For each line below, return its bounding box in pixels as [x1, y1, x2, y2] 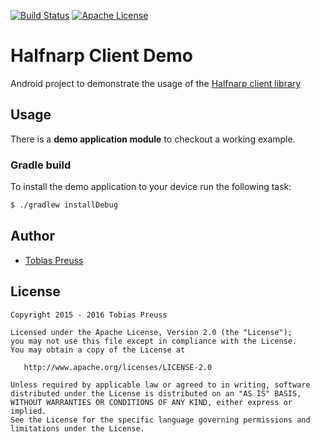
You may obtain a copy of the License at [10, 345, 186, 355]
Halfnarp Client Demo [10, 45, 193, 67]
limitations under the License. [10, 423, 145, 434]
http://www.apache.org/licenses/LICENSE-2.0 [23, 362, 213, 372]
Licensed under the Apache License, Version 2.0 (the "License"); [10, 327, 293, 337]
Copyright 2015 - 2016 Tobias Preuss [10, 310, 168, 320]
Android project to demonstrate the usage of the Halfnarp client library [10, 77, 302, 89]
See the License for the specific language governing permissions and [10, 415, 311, 425]
